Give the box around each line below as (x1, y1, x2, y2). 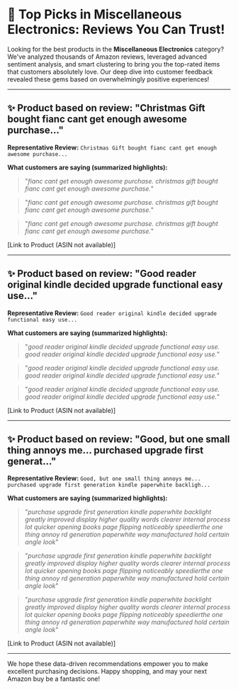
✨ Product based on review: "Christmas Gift (7, 102, 205, 114)
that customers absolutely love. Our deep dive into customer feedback (7, 67, 213, 76)
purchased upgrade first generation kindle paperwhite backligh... (7, 482, 211, 489)
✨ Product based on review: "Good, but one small (7, 433, 230, 445)
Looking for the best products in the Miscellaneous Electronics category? (7, 45, 225, 53)
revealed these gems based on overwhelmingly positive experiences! (7, 74, 210, 84)
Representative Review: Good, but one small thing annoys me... (7, 474, 201, 482)
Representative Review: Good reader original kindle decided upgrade (7, 308, 217, 317)
